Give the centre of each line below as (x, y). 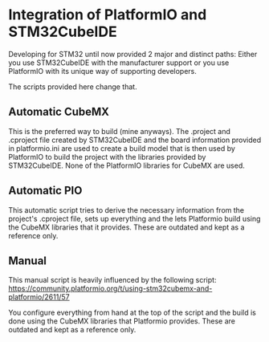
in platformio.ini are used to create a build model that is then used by (122, 148)
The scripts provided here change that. (73, 87)
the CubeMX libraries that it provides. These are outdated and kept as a (126, 227)
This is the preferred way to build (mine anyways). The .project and (120, 131)
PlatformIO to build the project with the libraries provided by (107, 157)
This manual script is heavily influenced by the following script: (112, 280)
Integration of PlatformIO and (108, 15)
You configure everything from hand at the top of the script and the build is (132, 313)
